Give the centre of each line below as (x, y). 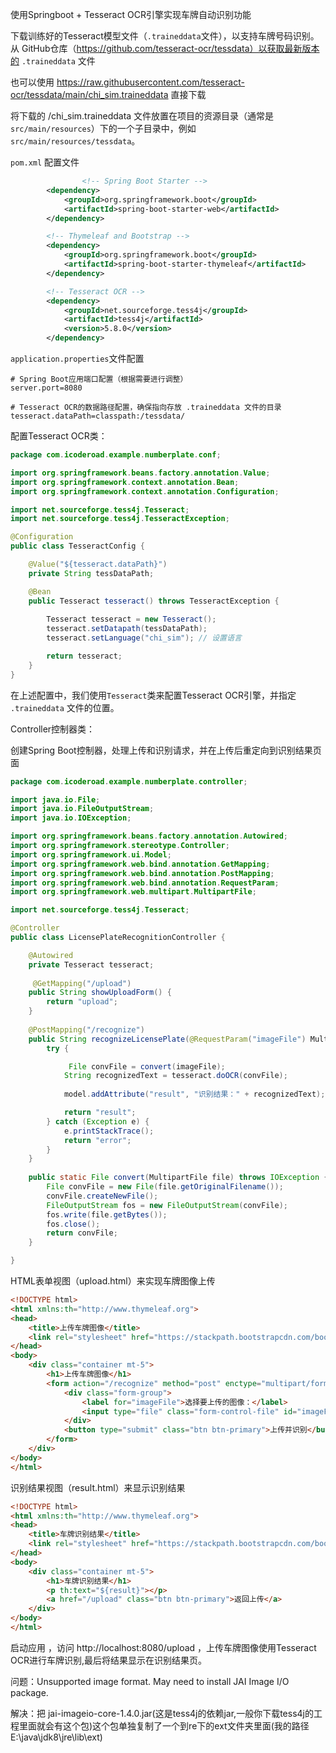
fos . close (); (73, 1224)
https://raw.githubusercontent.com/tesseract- (150, 82)
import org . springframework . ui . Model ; (91, 854)
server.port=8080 (46, 388)
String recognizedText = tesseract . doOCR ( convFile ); (175, 1076)
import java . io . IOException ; (71, 818)
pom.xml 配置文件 (45, 162)
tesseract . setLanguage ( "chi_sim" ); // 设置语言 (144, 638)
